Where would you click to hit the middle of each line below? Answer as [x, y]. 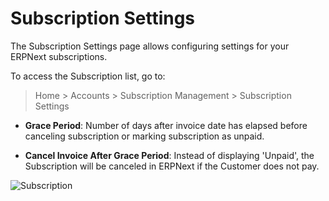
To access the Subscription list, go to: [88, 76]
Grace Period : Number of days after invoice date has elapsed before [166, 125]
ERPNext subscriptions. [59, 56]
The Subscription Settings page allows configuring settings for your [150, 46]
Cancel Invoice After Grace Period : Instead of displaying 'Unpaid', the [169, 155]
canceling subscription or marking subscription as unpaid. [144, 136]
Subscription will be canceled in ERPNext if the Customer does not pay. [172, 166]
